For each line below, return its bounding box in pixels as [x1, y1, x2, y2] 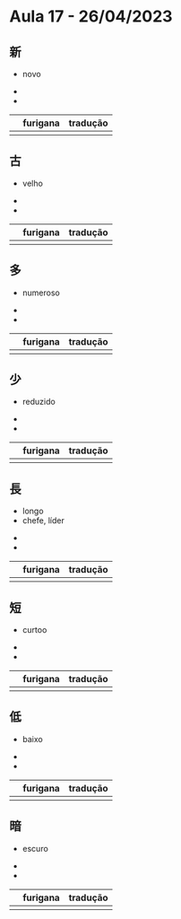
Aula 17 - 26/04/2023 [9, 6, 173, 27]
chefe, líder [22, 515, 65, 526]
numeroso [22, 287, 60, 298]
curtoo [22, 625, 47, 635]
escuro [22, 843, 49, 853]
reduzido [22, 397, 56, 407]
